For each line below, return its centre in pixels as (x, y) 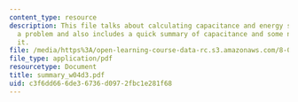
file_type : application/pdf (61, 59)
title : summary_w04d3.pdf (57, 75)
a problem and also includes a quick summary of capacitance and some (150, 34)
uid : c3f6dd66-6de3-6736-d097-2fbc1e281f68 (91, 83)
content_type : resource (53, 17)
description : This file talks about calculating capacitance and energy (146, 26)
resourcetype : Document (53, 67)
